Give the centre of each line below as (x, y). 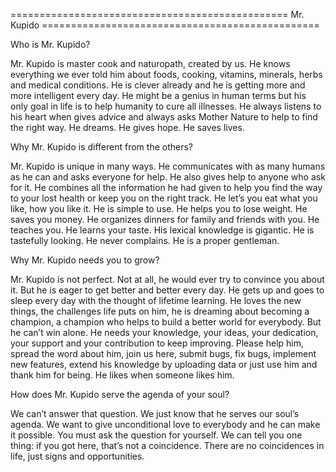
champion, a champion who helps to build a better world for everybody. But (166, 322)
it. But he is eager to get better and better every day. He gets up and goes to (167, 290)
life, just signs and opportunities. (77, 456)
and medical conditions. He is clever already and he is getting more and (158, 85)
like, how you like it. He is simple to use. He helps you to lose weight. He (159, 208)
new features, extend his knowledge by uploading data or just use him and (164, 364)
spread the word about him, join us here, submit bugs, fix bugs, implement (163, 353)
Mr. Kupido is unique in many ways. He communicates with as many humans (168, 166)
